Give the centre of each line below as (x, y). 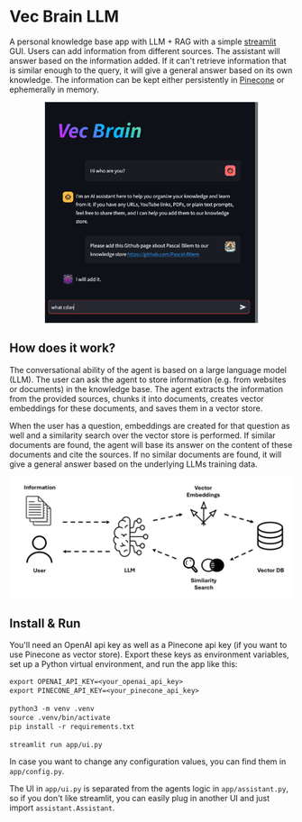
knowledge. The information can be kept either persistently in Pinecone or (147, 79)
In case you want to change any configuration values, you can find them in (148, 762)
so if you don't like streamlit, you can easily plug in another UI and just (140, 799)
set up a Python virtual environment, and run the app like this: (124, 664)
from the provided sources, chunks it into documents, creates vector (137, 398)
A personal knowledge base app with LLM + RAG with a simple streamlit (143, 41)
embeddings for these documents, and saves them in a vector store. (136, 408)
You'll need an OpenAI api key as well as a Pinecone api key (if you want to (148, 645)
